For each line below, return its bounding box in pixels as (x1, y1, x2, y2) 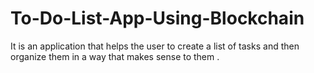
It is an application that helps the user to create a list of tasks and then (10, 40, 300, 52)
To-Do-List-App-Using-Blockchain (10, 7, 305, 30)
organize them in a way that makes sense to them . (10, 50, 220, 62)
